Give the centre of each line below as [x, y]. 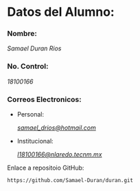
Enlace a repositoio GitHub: [46, 168]
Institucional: [35, 141]
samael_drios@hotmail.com [56, 128]
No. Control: [28, 66]
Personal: [31, 114]
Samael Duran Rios [34, 48]
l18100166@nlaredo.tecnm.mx [59, 154]
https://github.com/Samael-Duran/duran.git [70, 181]
